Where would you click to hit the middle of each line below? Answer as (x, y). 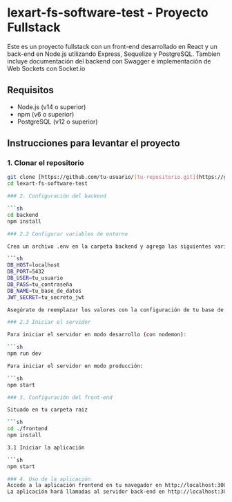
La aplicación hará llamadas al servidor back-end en (86, 492)
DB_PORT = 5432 (26, 272)
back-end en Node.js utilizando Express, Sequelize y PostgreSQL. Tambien (114, 54)
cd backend (23, 215)
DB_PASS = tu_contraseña (40, 284)
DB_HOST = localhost (33, 265)
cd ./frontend (28, 429)
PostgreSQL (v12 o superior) (57, 122)
